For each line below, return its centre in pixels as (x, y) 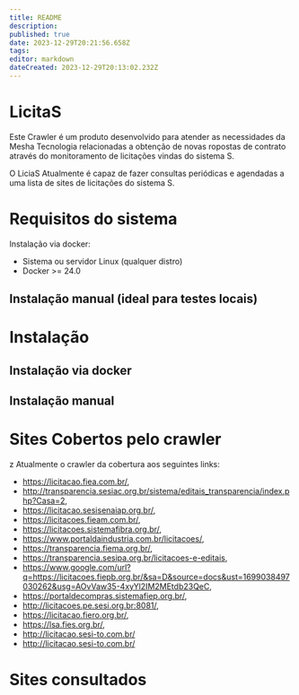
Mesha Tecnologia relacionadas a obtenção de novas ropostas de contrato (148, 146)
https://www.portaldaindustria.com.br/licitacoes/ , (113, 539)
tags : (19, 51)
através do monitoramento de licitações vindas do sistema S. (122, 156)
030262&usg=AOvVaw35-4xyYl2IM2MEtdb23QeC (116, 586)
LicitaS (35, 112)
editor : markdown (42, 59)
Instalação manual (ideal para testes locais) (134, 299)
